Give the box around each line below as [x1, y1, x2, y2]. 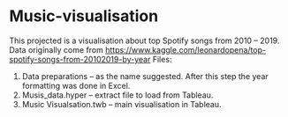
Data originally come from [9, 44, 104, 55]
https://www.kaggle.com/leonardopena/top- [104, 44, 267, 55]
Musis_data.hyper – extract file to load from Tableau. [21, 90, 214, 100]
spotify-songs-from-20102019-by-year [9, 54, 151, 64]
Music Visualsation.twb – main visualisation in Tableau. [21, 99, 223, 109]
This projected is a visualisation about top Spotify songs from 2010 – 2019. [9, 35, 280, 46]
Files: [152, 54, 172, 64]
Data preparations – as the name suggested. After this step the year [21, 70, 269, 81]
